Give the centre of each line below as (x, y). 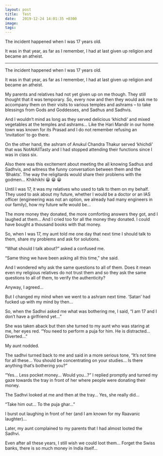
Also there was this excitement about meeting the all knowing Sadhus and (79, 164)
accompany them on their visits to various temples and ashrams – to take (78, 105)
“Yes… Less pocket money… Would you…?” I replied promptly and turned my (81, 375)
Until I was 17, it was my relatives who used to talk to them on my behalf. (77, 189)
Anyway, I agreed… (24, 287)
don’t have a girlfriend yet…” (33, 317)
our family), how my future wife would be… (48, 205)
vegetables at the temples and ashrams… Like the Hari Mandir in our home (80, 124)
